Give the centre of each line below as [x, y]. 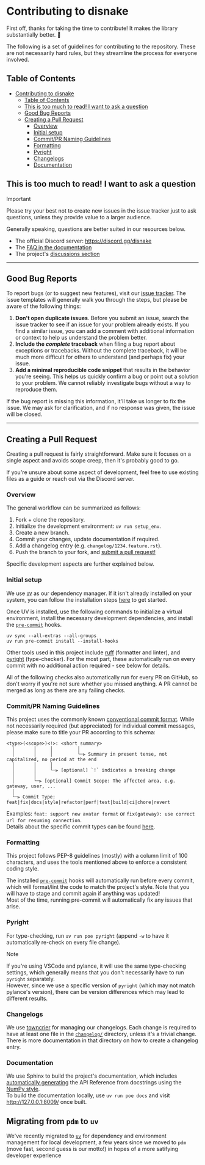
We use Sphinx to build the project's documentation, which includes [92, 1076]
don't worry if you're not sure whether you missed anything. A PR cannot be [102, 684]
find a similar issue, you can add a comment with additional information [105, 331]
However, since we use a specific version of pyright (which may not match [101, 985]
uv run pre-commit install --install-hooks [63, 641]
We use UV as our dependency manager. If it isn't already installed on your [99, 593]
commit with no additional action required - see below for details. [88, 665]
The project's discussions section [57, 254]
